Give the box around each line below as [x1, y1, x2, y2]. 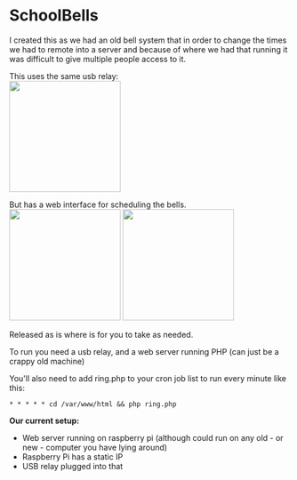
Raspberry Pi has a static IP [21, 451, 124, 462]
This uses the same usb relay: [9, 70, 119, 81]
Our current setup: [9, 415, 80, 426]
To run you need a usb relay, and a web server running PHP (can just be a [9, 346, 279, 356]
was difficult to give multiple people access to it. [9, 53, 187, 64]
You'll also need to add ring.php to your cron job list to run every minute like [9, 372, 287, 383]
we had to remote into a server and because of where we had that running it [9, 44, 288, 54]
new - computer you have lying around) [21, 442, 167, 452]
